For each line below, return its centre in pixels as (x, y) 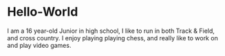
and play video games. (39, 45)
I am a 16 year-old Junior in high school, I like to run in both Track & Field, (111, 31)
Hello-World (43, 12)
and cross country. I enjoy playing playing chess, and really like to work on (112, 38)
